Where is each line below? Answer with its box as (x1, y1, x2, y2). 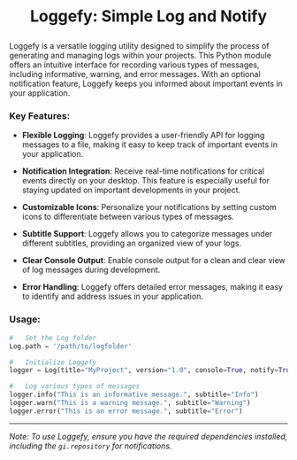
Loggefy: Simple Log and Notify (29, 6, 268, 27)
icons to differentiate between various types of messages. (21, 211, 234, 222)
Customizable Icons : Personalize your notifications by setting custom (21, 202, 277, 213)
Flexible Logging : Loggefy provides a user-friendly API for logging (21, 130, 265, 141)
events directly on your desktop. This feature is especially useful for (21, 175, 270, 186)
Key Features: (9, 110, 71, 122)
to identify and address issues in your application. (21, 291, 203, 302)
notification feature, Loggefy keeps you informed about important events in (9, 78, 283, 90)
